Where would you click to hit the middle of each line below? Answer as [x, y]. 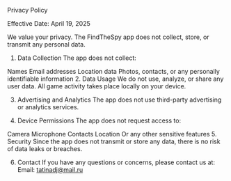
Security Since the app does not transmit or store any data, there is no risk [114, 141]
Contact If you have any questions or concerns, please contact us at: [116, 162]
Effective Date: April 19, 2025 [49, 23]
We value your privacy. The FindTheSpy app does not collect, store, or [109, 37]
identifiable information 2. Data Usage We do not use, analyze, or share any [115, 79]
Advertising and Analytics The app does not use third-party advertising [119, 100]
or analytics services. [48, 107]
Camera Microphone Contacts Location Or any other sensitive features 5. [112, 134]
